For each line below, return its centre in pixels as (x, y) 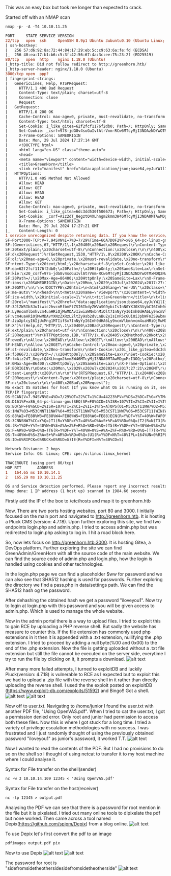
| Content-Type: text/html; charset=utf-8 (55, 121)
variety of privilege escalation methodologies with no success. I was (77, 728)
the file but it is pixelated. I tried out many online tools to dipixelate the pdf (83, 813)
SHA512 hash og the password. (38, 590)
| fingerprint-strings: (31, 79)
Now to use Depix (24, 852)
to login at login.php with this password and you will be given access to (80, 606)
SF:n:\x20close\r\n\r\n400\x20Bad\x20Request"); (58, 383)
